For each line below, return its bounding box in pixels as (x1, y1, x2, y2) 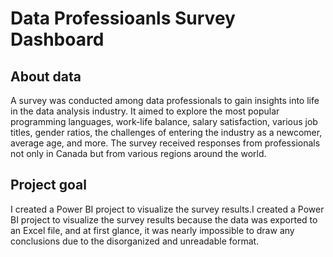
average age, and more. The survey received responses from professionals (10, 137, 321, 149)
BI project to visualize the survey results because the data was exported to (10, 213, 318, 226)
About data (10, 68, 82, 85)
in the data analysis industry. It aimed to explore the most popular (10, 105, 280, 117)
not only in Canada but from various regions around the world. (10, 148, 267, 159)
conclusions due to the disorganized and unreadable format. (10, 235, 260, 247)
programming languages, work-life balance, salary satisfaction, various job (10, 116, 318, 127)
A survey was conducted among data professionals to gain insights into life (10, 95, 320, 106)
